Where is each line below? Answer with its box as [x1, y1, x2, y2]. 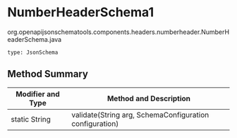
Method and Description [107, 93, 191, 103]
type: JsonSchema [7, 49, 59, 56]
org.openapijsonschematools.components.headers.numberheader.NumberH [7, 28, 230, 36]
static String [11, 114, 51, 124]
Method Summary [7, 68, 88, 80]
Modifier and [15, 89, 60, 99]
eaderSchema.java [7, 35, 62, 43]
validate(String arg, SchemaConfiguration [71, 110, 209, 120]
